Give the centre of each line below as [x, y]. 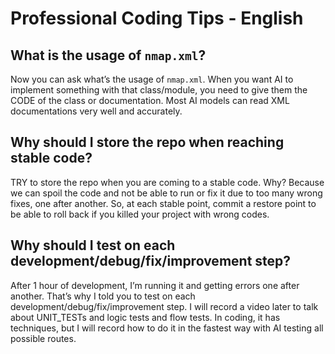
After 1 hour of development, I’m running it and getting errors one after [155, 285]
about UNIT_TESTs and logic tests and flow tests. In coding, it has [145, 317]
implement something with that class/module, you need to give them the [159, 90]
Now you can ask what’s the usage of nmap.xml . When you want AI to [152, 79]
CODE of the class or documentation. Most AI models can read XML [150, 100]
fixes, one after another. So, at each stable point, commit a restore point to [163, 203]
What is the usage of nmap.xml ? [108, 55]
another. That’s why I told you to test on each [103, 296]
